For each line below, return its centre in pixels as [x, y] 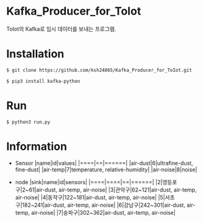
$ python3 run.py [28, 122]
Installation [35, 54]
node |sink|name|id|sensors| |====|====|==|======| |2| [89, 182]
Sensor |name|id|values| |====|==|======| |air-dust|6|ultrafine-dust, [104, 163]
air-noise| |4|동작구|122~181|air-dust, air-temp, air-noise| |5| [90, 198]
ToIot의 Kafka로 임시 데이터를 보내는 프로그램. [61, 29]
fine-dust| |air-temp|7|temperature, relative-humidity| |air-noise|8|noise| [106, 170]
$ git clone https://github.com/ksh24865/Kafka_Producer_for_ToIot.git [99, 70]
